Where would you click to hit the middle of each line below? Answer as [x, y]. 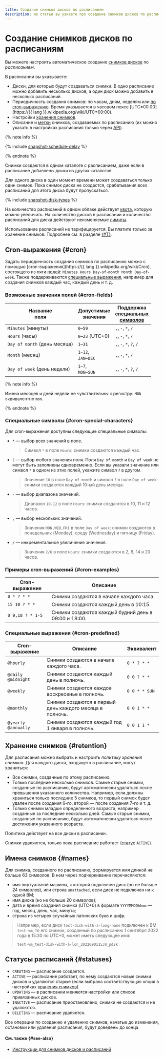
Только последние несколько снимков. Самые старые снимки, [78, 783]
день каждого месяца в [75, 708]
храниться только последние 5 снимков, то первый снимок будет [81, 798]
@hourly [16, 663]
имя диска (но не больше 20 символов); [54, 900]
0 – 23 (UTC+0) [94, 336]
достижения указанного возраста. [48, 824]
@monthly [18, 708]
